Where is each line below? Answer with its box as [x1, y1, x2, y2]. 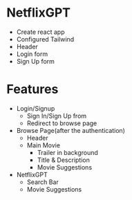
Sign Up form [16, 57, 55, 65]
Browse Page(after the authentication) [16, 126, 126, 134]
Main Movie [26, 140, 60, 149]
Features [6, 82, 59, 98]
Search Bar [26, 178, 59, 186]
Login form [16, 50, 48, 58]
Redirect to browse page [26, 119, 97, 127]
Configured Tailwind [16, 35, 75, 43]
